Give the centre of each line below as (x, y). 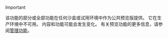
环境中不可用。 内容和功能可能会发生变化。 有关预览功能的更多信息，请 (84, 24)
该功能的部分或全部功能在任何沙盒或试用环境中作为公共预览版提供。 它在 (81, 18)
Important (15, 7)
